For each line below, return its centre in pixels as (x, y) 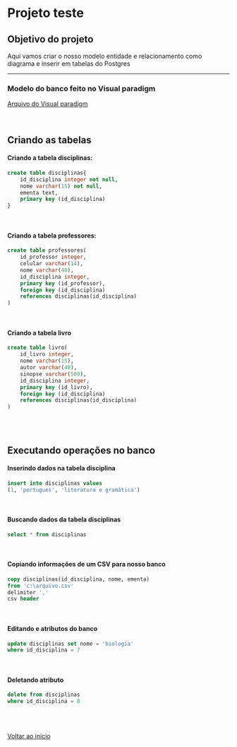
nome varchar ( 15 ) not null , (61, 186)
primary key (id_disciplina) (63, 199)
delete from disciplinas (44, 695)
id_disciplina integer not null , (69, 179)
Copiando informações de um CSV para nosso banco (86, 564)
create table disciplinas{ (47, 173)
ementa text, (39, 192)
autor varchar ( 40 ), (49, 368)
